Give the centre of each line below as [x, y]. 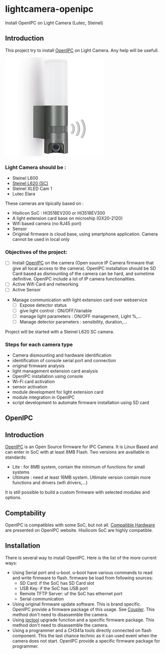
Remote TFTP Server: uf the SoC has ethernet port [71, 593]
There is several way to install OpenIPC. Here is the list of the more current [81, 558]
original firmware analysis [38, 366]
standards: [16, 457]
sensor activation [30, 387]
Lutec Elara [24, 194]
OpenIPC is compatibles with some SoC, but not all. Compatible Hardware [80, 525]
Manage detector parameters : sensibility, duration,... [73, 322]
